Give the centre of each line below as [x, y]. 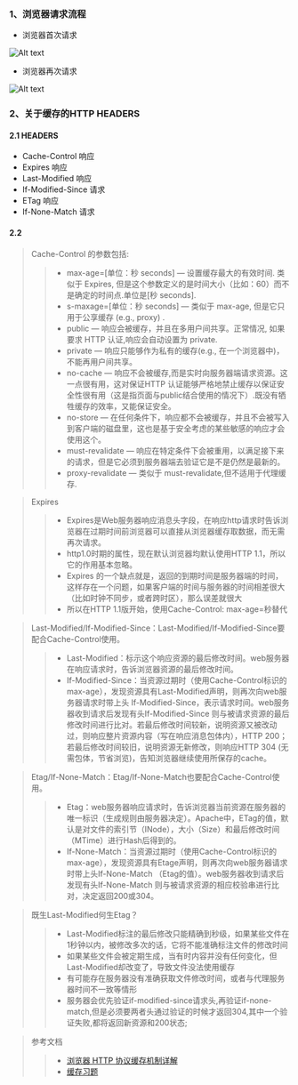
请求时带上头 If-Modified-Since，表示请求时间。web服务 [186, 702]
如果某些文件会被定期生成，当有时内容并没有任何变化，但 [172, 956]
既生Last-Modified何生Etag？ [85, 914]
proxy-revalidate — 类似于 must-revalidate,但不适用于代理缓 [176, 472]
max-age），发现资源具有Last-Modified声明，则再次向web [173, 691]
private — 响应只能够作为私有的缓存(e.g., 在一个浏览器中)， [175, 350]
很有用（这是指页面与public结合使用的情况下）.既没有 [180, 395]
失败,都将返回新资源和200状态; [131, 1022]
